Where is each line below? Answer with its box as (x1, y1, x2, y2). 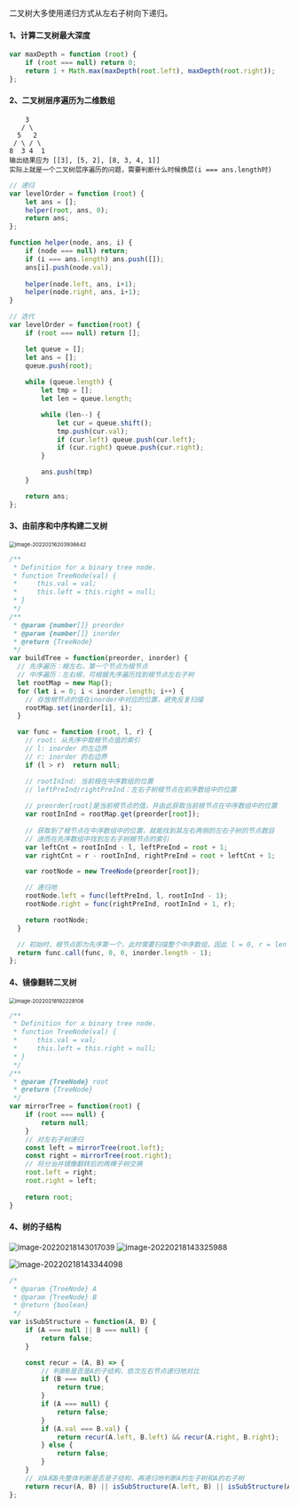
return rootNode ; (25, 915, 90, 924)
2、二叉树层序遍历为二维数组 (9, 95, 115, 106)
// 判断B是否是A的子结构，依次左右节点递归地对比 (41, 1367, 200, 1376)
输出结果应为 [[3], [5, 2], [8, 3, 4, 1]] (9, 156, 161, 164)
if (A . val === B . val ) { (41, 1424, 129, 1433)
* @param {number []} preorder (12, 620, 125, 629)
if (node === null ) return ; (25, 247, 129, 256)
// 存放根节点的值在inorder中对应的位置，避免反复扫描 (25, 695, 204, 704)
